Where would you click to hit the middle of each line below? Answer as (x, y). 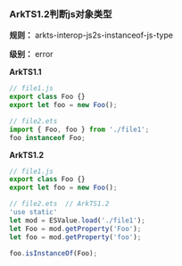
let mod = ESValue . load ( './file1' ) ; (77, 220)
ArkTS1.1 (25, 72)
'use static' (33, 212)
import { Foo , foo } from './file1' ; (79, 129)
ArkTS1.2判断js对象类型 (61, 13)
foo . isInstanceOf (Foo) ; (54, 253)
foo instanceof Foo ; (48, 137)
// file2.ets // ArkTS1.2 (59, 204)
